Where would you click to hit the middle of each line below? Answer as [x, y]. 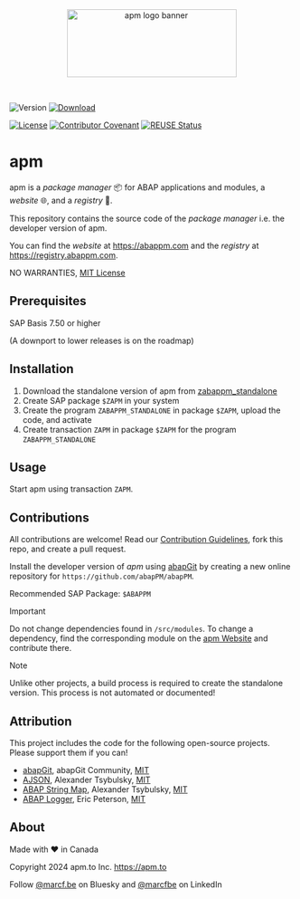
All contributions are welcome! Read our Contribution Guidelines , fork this [146, 540]
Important [28, 611]
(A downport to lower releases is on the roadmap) [102, 340]
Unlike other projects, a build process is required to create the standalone [146, 684]
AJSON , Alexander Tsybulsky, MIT [86, 779]
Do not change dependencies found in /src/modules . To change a [131, 629]
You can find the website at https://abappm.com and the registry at [134, 245]
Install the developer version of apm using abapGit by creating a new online [150, 567]
